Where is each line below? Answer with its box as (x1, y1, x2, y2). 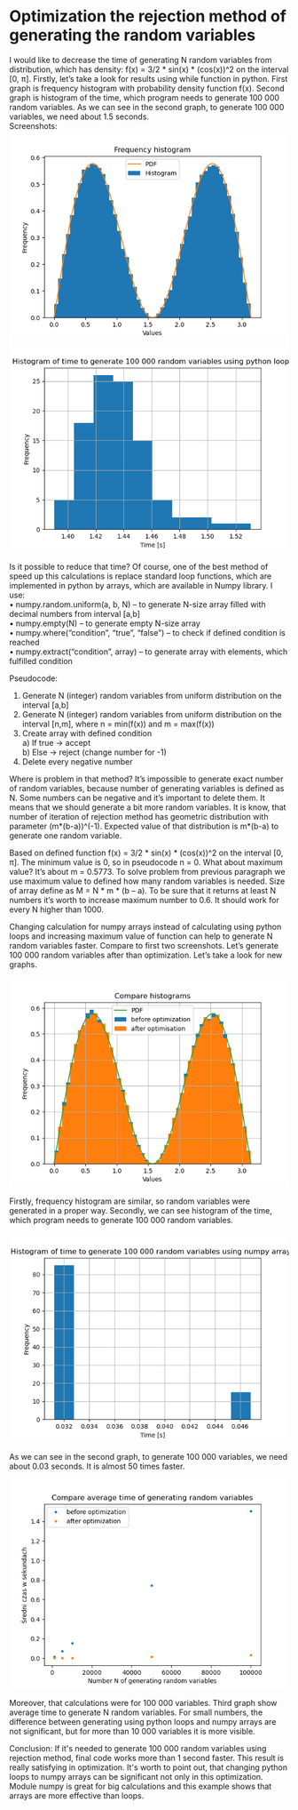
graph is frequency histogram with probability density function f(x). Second (9, 83, 285, 93)
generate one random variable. (9, 829, 122, 841)
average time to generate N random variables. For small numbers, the (9, 1707, 263, 1718)
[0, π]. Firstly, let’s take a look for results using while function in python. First (9, 73, 288, 84)
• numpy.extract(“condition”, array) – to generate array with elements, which (9, 646, 288, 657)
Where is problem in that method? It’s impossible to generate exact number (9, 773, 284, 784)
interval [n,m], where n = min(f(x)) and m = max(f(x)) (21, 718, 215, 729)
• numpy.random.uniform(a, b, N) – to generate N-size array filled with (9, 598, 266, 610)
